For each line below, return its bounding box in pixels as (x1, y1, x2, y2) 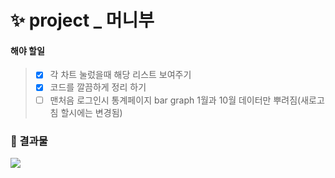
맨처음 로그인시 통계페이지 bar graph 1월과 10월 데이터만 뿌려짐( (49, 94, 302, 106)
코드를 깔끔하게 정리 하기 (49, 81, 147, 93)
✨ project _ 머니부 (10, 9, 155, 32)
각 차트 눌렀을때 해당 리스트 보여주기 (49, 69, 192, 81)
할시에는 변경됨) (60, 106, 123, 118)
